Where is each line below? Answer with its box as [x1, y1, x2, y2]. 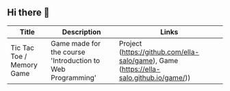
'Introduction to [51, 55, 101, 65]
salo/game [118, 55, 153, 65]
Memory [10, 60, 38, 69]
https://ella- [121, 64, 161, 74]
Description [62, 27, 101, 36]
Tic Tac [10, 42, 34, 52]
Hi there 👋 [7, 7, 50, 18]
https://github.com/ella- [121, 47, 200, 57]
